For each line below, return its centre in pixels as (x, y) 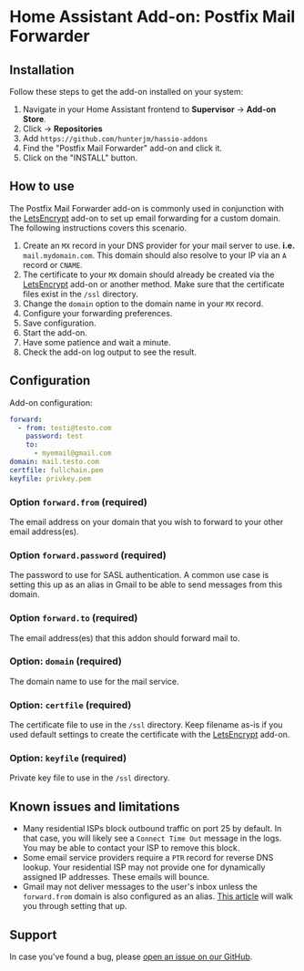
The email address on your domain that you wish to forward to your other (147, 522)
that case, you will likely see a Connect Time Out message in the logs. (152, 838)
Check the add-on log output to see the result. (110, 352)
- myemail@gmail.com (72, 453)
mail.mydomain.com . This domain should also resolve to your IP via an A (154, 255)
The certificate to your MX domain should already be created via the (148, 274)
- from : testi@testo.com (65, 428)
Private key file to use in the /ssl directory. (90, 778)
